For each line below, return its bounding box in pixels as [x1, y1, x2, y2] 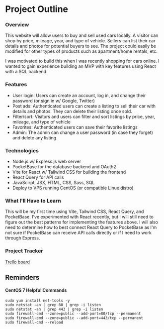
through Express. [5, 235, 41, 241]
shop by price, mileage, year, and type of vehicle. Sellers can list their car [5, 38, 156, 44]
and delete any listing [12, 134, 57, 140]
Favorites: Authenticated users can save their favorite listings [12, 124, 138, 130]
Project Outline [5, 3, 69, 15]
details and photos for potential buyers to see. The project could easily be [5, 43, 157, 49]
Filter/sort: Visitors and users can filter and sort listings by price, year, [12, 113, 156, 119]
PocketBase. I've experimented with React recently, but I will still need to [5, 214, 154, 220]
